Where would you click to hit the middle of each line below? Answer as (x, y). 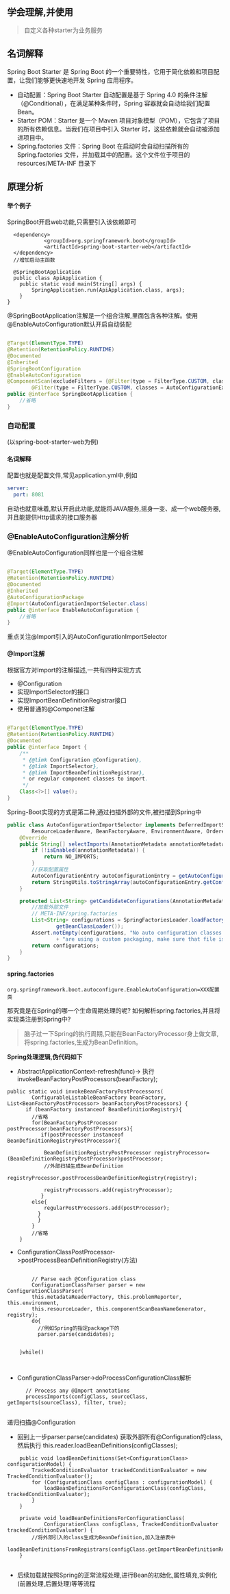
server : (18, 488)
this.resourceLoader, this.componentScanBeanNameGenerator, (119, 1309)
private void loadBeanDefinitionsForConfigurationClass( (102, 1518)
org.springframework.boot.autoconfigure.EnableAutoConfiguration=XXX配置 (114, 989)
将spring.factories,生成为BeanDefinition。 (83, 1042)
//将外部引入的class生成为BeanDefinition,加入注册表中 (104, 1537)
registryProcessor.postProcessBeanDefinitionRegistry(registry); (102, 1178)
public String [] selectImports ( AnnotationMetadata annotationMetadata (122, 844)
